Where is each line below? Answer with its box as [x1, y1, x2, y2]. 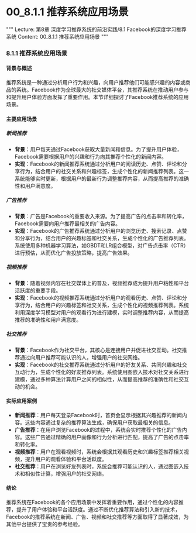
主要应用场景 [6, 115, 37, 122]
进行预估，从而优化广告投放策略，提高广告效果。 [14, 249, 133, 256]
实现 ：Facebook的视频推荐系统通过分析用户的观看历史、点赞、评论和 [14, 294, 183, 301]
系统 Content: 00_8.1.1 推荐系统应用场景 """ [6, 33, 109, 40]
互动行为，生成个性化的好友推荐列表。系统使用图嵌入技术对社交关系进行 [14, 368, 189, 375]
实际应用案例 [6, 397, 37, 404]
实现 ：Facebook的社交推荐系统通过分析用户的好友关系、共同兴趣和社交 [14, 361, 187, 368]
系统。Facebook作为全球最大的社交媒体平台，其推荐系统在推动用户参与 [16, 86, 189, 94]
